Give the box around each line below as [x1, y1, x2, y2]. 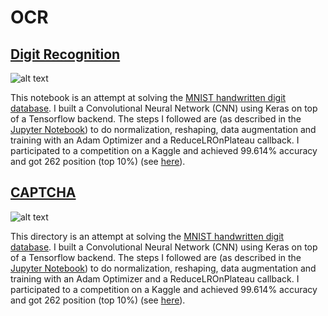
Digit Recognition [10, 46, 121, 63]
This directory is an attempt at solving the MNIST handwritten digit [10, 230, 285, 242]
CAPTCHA [10, 184, 77, 201]
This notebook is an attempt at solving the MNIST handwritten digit [10, 92, 287, 103]
